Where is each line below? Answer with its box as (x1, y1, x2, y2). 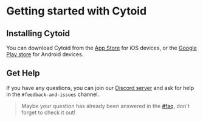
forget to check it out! (21, 109, 76, 116)
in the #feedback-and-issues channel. (6, 91, 99, 98)
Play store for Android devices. (6, 51, 84, 58)
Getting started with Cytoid (6, 4, 147, 18)
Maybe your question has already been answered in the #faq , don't (21, 102, 190, 109)
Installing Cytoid (6, 28, 71, 39)
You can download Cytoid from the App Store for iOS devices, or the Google (6, 44, 198, 51)
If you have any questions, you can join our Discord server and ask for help (6, 84, 194, 91)
